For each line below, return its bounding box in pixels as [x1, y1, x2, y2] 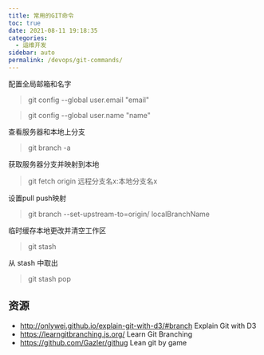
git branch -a [27, 143, 71, 152]
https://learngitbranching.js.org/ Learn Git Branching [19, 329, 193, 339]
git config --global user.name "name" [27, 110, 152, 120]
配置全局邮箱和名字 [8, 79, 72, 89]
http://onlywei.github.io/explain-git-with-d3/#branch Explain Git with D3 [19, 321, 257, 330]
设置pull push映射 [8, 193, 67, 203]
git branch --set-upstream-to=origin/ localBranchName [27, 209, 210, 219]
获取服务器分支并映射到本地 [8, 159, 100, 168]
